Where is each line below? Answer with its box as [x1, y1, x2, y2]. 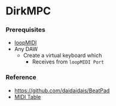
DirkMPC [5, 4, 51, 18]
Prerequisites [5, 26, 45, 34]
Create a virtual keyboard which [23, 52, 102, 59]
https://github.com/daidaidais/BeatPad [14, 87, 110, 94]
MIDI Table [14, 93, 41, 100]
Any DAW [14, 46, 38, 53]
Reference [5, 73, 36, 81]
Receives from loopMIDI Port [32, 58, 104, 65]
